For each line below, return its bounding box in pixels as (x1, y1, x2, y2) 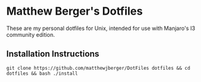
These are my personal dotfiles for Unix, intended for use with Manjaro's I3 (6, 24, 195, 32)
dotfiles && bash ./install (6, 70, 78, 76)
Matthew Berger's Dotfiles (6, 4, 143, 18)
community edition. (6, 31, 55, 38)
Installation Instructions (6, 49, 100, 59)
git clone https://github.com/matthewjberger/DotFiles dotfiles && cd (6, 65, 191, 71)
